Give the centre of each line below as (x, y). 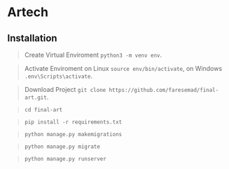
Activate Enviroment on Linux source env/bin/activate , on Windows (123, 68)
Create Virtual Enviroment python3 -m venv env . (93, 55)
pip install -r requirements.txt (73, 122)
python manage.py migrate (62, 147)
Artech (28, 12)
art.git (35, 97)
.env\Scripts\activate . (58, 76)
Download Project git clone (65, 89)
